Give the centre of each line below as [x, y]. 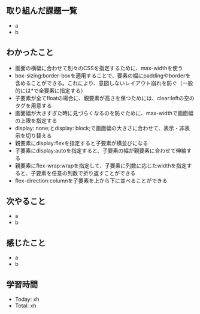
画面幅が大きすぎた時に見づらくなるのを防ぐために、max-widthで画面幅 [104, 113]
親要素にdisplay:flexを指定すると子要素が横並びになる [81, 143]
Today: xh [27, 300]
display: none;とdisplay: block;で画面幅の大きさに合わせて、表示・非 [100, 128]
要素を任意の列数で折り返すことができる [86, 173]
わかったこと [30, 53]
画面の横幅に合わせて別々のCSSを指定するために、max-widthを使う [99, 68]
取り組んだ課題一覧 [42, 11]
